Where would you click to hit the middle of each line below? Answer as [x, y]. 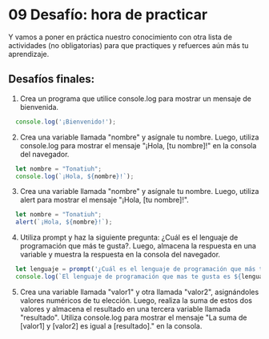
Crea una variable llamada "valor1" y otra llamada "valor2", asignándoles [139, 292]
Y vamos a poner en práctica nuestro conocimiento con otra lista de [120, 37]
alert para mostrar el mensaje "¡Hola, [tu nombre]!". [104, 200]
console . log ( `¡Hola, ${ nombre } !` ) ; [75, 176]
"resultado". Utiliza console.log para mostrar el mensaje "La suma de [133, 317]
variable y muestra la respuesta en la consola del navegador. [120, 255]
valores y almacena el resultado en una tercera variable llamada [125, 309]
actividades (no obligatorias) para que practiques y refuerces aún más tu [128, 45]
